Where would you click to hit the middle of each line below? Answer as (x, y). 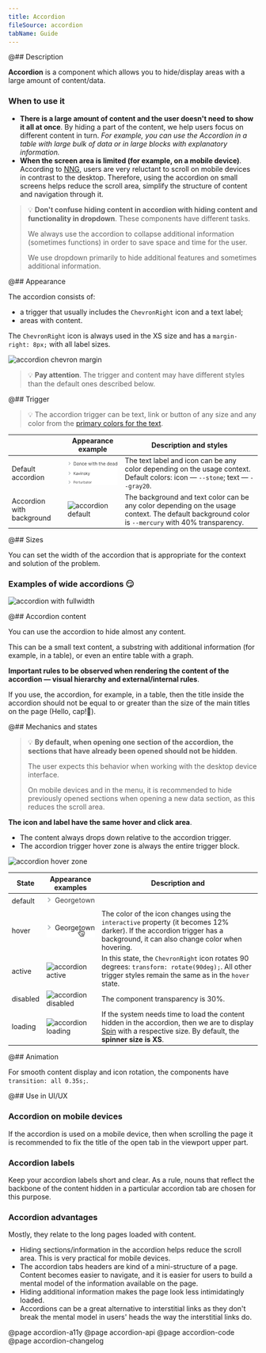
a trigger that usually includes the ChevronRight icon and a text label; (131, 312)
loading (24, 1027)
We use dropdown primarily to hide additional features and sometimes (142, 257)
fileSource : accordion (46, 25)
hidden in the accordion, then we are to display (178, 1022)
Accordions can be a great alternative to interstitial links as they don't (133, 1309)
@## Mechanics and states (53, 727)
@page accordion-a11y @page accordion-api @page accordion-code (122, 1332)
